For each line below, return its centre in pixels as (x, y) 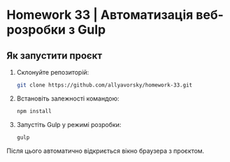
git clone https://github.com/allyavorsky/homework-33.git (105, 85)
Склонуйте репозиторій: (53, 72)
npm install (34, 111)
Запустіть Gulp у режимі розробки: (69, 124)
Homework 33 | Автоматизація (100, 15)
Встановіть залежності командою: (68, 98)
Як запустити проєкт (55, 56)
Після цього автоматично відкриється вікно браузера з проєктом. (106, 151)
